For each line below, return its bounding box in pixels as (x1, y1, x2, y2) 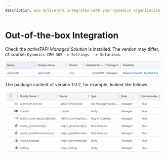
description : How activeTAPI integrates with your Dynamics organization (5, 8, 161, 13)
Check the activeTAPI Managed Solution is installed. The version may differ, (5, 46, 160, 52)
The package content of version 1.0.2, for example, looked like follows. (5, 81, 149, 87)
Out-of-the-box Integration (5, 30, 119, 41)
